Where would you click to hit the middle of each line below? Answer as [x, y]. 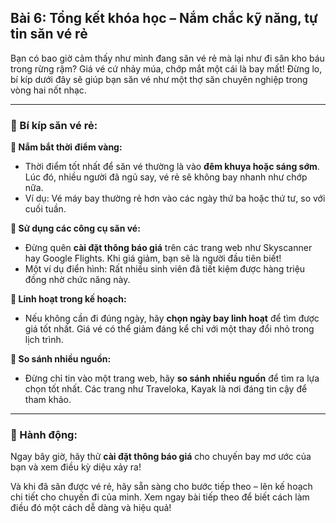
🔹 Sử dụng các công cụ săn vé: [75, 228]
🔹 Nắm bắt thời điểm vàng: [66, 147]
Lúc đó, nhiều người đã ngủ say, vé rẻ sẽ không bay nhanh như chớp [166, 177]
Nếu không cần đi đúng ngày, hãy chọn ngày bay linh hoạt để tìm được [172, 318]
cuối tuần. [45, 209]
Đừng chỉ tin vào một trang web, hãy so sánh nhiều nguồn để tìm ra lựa [172, 378]
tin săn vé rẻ [49, 34]
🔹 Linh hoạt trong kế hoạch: [68, 299]
